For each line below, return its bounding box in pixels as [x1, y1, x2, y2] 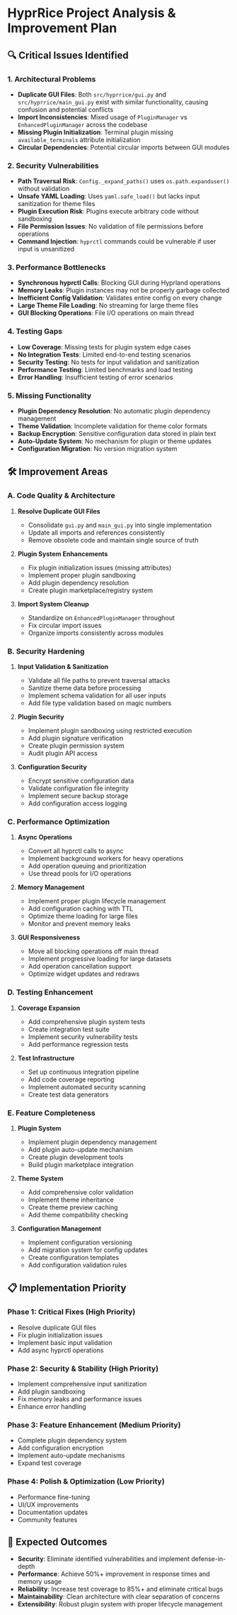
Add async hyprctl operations [17, 1346, 104, 1354]
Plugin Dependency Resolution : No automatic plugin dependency [17, 407, 211, 415]
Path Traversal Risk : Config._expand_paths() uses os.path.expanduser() [17, 177, 230, 185]
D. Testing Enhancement [7, 987, 93, 997]
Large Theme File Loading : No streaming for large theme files [17, 301, 199, 310]
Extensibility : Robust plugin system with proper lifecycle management [17, 1600, 223, 1609]
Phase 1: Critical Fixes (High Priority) [7, 1307, 136, 1317]
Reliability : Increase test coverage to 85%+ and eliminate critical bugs [17, 1585, 224, 1594]
